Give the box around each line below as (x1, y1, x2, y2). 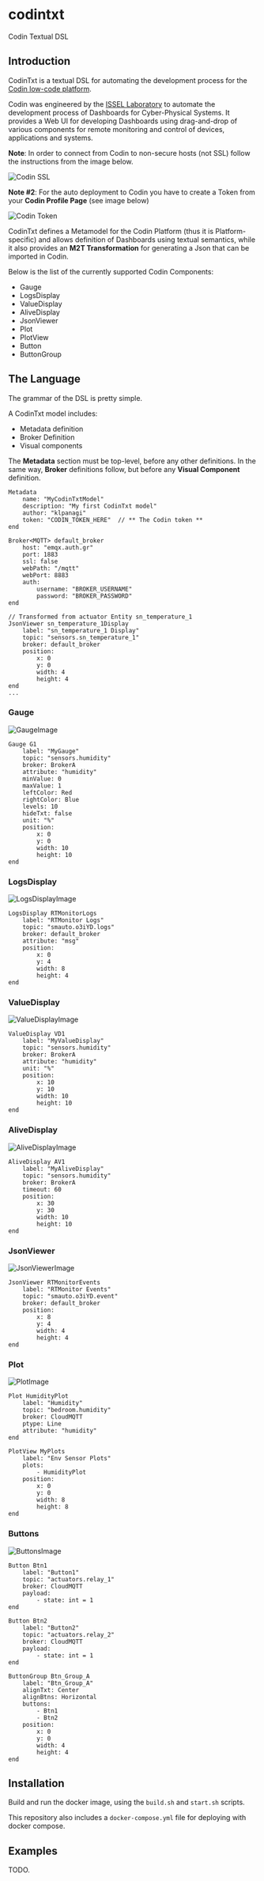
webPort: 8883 (22, 571, 69, 579)
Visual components (19, 440, 83, 450)
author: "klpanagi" (22, 508, 87, 517)
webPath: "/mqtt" (22, 564, 80, 572)
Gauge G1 (8, 740, 37, 748)
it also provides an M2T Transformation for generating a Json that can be (8, 243, 250, 252)
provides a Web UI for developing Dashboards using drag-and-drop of (8, 116, 238, 126)
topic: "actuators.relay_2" (22, 1630, 115, 1638)
